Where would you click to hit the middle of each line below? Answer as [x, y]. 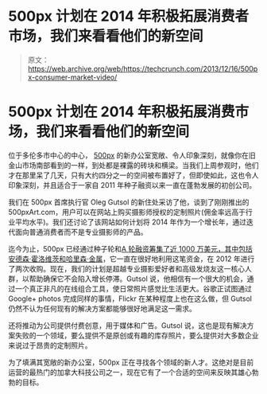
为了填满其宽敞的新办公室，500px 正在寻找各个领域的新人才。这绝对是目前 [131, 362]
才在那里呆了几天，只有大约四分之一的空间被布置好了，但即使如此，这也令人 [133, 175]
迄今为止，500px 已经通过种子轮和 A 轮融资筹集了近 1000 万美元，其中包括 [130, 248]
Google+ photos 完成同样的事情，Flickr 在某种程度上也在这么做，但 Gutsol [130, 298]
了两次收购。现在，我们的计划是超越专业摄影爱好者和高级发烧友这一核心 [126, 268]
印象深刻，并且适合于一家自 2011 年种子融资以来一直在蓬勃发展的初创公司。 [132, 185]
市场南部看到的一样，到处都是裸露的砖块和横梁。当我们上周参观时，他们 [140, 165]
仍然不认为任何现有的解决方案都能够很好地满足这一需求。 [102, 308]
